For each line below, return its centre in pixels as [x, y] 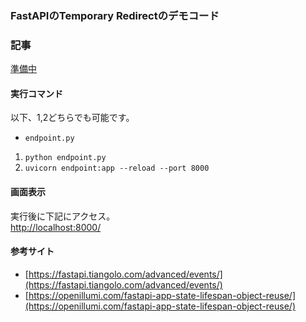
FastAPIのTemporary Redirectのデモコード [115, 15]
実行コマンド [36, 93]
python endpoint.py [65, 158]
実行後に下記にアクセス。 [63, 216]
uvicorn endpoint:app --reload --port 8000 [117, 168]
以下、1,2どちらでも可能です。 [72, 118]
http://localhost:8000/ [56, 227]
